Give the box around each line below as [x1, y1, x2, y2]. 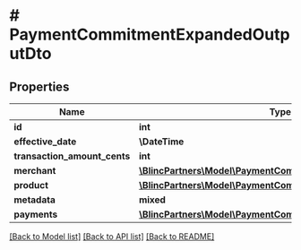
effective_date [13, 135, 77, 148]
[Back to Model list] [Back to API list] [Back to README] [9, 231, 215, 242]
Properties [9, 79, 70, 94]
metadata [13, 194, 56, 206]
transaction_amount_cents [13, 150, 131, 162]
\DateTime [138, 135, 185, 148]
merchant [13, 165, 56, 177]
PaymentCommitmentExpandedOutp [9, 24, 290, 45]
